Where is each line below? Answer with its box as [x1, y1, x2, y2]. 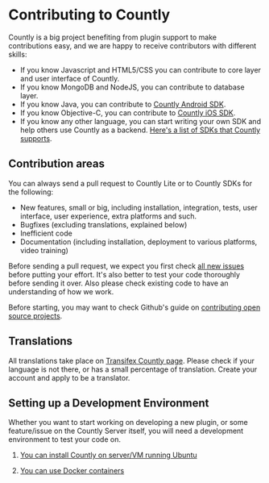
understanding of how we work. [8, 286, 114, 296]
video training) [19, 245, 68, 255]
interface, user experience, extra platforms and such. [19, 211, 197, 221]
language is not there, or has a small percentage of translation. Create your [8, 364, 258, 374]
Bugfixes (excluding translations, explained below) [19, 219, 188, 229]
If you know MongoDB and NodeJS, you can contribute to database [19, 82, 245, 92]
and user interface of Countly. [19, 73, 120, 83]
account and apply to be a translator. [8, 373, 130, 382]
